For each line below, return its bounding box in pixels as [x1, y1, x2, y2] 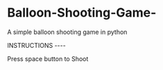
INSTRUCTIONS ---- [7, 41, 66, 49]
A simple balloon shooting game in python [7, 28, 128, 36]
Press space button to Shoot [7, 54, 89, 63]
